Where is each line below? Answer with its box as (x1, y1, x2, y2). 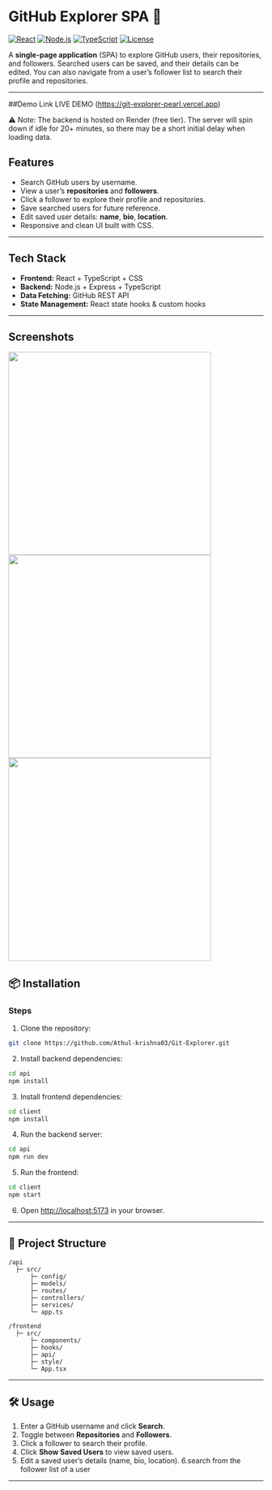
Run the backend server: (19, 1129, 103, 1139)
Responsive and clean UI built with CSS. (19, 220, 154, 230)
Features (8, 156, 54, 170)
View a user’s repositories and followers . (19, 186, 159, 196)
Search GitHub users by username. (19, 177, 138, 187)
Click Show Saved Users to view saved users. (19, 1447, 174, 1457)
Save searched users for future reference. (19, 203, 160, 213)
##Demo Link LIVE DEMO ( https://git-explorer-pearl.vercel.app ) (8, 99, 221, 109)
